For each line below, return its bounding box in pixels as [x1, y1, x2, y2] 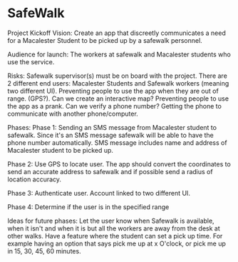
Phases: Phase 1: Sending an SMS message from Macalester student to [7, 123, 217, 131]
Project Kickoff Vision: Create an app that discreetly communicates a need [7, 29, 226, 37]
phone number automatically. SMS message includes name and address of [7, 138, 227, 147]
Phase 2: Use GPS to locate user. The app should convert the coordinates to [7, 159, 232, 168]
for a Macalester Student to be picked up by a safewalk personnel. [7, 36, 203, 44]
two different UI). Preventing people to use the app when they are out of [7, 86, 219, 95]
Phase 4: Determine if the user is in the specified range [7, 202, 170, 211]
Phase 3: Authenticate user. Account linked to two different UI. [7, 188, 191, 197]
